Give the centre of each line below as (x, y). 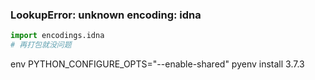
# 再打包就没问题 (41, 45)
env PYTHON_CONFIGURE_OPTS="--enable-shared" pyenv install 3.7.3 (157, 64)
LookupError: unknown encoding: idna (106, 15)
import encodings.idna (57, 36)
